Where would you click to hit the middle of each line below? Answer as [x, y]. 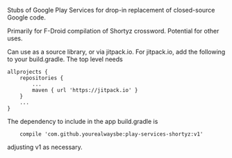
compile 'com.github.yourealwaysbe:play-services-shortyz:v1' [111, 134]
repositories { [42, 78]
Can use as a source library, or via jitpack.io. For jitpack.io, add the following [116, 52]
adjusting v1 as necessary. [45, 147]
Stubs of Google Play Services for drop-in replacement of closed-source [111, 10]
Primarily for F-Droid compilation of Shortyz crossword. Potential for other [113, 31]
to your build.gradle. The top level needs [65, 59]
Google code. [27, 17]
